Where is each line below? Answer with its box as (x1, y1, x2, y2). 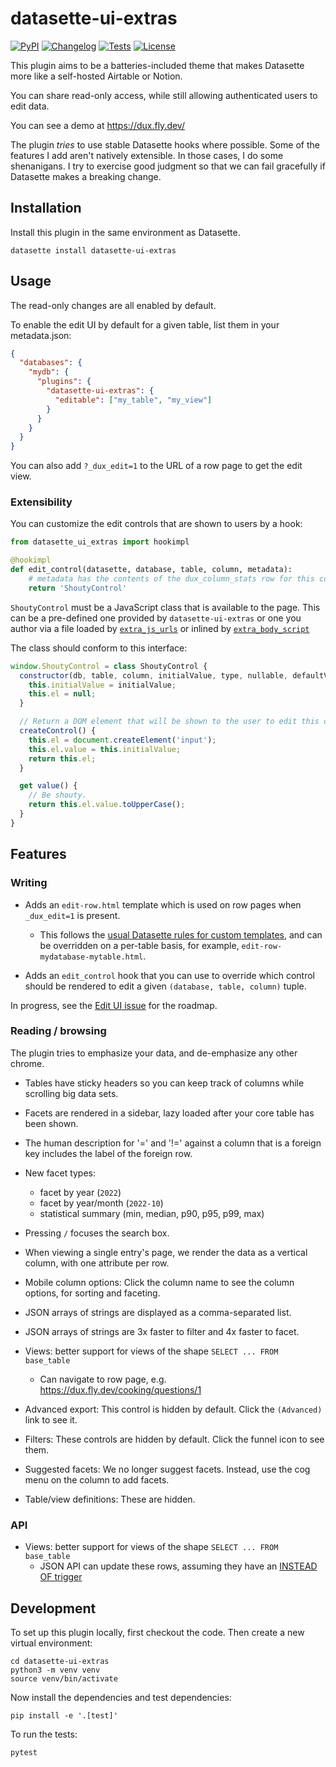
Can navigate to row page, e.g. (39, 1373, 167, 1385)
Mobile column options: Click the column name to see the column (24, 1276, 295, 1288)
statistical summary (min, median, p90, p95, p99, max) (39, 1207, 265, 1219)
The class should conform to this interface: (10, 642, 188, 654)
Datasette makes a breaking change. (10, 170, 162, 182)
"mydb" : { (28, 367, 70, 377)
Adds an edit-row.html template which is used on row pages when (24, 898, 302, 911)
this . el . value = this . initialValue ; (28, 744, 182, 754)
